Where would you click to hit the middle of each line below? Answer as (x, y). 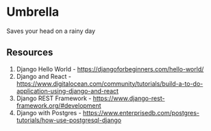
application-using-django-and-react (67, 91)
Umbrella (33, 12)
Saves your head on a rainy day (51, 31)
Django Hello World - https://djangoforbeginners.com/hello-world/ (110, 69)
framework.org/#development (59, 105)
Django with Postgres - (49, 112)
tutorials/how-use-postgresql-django (69, 120)
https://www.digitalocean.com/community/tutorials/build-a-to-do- (110, 84)
